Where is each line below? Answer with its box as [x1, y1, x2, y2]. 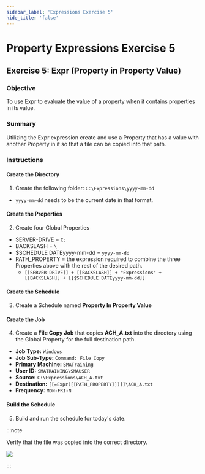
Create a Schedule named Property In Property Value [15, 301, 152, 309]
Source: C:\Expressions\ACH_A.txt [15, 374, 103, 381]
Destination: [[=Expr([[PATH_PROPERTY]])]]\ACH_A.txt [15, 380, 153, 387]
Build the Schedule [6, 401, 56, 408]
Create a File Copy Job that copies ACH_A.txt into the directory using [15, 329, 192, 336]
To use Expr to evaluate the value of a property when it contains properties [6, 98, 195, 105]
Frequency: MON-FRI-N [15, 387, 72, 394]
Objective [6, 84, 36, 92]
